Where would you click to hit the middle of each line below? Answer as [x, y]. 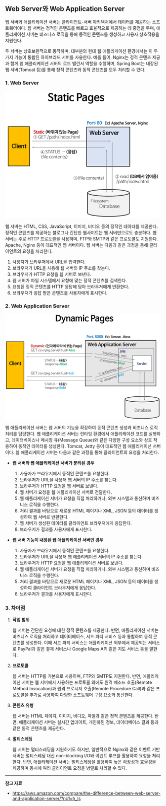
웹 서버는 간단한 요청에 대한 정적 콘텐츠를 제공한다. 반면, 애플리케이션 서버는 [85, 630]
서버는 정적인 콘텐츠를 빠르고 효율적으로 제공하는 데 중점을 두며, [94, 28]
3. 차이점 [15, 608]
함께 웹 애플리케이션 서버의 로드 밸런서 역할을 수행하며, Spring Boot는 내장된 [84, 63]
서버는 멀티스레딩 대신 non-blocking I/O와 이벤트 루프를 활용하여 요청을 [82, 756]
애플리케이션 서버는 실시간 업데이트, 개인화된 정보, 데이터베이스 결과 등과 [89, 722]
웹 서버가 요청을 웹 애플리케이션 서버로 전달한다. [66, 492]
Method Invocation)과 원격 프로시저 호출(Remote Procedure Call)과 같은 [83, 689]
